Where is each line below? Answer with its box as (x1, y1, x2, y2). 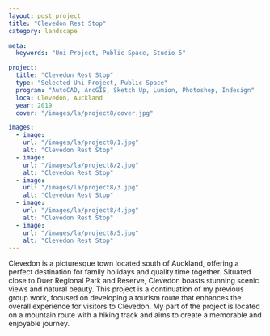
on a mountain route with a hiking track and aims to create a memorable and (8, 310, 263, 320)
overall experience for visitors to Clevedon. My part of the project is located (8, 301, 260, 312)
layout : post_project (8, 11, 82, 20)
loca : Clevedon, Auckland (15, 94, 103, 102)
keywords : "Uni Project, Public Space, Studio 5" (15, 49, 186, 57)
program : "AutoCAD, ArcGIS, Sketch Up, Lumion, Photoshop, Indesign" (15, 86, 255, 94)
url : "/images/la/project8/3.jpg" (23, 184, 139, 192)
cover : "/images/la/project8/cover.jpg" (15, 108, 154, 117)
